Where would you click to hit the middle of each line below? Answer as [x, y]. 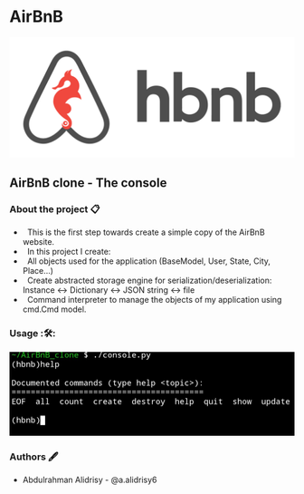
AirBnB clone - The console [88, 183]
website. [38, 242]
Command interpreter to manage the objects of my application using [154, 300]
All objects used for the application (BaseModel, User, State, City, [149, 261]
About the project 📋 [55, 208]
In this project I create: [69, 252]
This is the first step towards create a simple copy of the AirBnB [146, 232]
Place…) [38, 271]
